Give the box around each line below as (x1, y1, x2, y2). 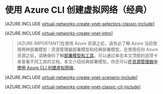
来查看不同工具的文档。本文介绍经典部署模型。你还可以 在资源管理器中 (17, 58, 158, 64)
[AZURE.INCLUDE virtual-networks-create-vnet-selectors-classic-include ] (5, 20, 155, 27)
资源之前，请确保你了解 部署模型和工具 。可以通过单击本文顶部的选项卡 (17, 52, 158, 58)
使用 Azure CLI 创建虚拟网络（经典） (5, 4, 152, 16)
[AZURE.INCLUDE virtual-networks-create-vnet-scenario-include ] (5, 74, 138, 80)
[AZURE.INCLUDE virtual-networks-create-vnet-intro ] (5, 30, 113, 36)
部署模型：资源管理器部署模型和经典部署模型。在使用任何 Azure (30, 46, 158, 52)
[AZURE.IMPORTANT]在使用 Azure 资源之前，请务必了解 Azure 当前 (17, 40, 153, 46)
